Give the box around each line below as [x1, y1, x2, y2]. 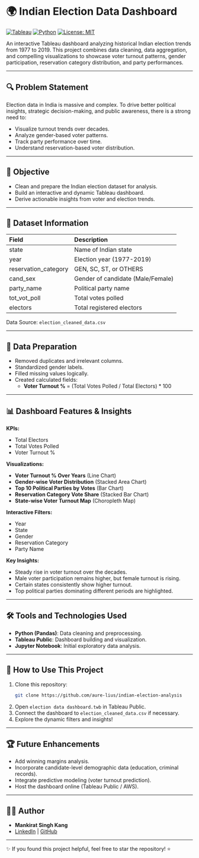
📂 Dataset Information [6, 218, 89, 228]
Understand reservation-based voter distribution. [14, 144, 135, 151]
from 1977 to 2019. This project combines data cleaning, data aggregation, [6, 46, 188, 53]
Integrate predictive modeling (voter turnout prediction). [14, 777, 152, 784]
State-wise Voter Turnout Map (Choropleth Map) [14, 497, 136, 504]
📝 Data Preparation [6, 341, 77, 352]
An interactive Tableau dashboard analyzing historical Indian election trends [6, 40, 191, 47]
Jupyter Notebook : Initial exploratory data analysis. [14, 642, 141, 649]
